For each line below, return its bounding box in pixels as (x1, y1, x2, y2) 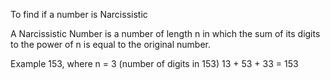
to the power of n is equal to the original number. (10, 39, 212, 50)
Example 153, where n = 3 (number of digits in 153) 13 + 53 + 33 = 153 (10, 58, 299, 69)
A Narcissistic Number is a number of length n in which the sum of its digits (10, 28, 321, 39)
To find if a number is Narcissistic (10, 9, 148, 20)
